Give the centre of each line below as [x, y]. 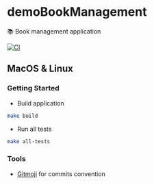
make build [23, 116]
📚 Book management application [54, 31]
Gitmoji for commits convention [61, 174]
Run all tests [34, 129]
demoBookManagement [77, 12]
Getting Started [33, 88]
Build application [40, 103]
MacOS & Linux [40, 69]
